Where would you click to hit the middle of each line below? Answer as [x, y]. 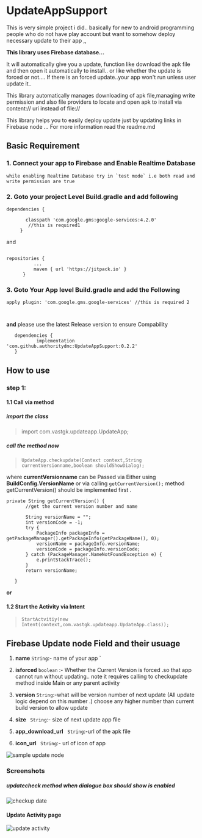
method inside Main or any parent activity [67, 683]
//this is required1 [54, 225]
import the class [27, 416]
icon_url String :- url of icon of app [60, 743]
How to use [28, 370]
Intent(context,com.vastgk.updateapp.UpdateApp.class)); [95, 625]
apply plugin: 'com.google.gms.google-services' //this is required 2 [98, 303]
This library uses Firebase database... [56, 52]
